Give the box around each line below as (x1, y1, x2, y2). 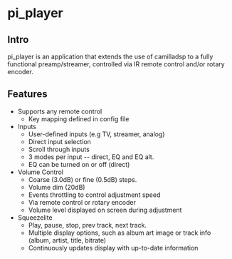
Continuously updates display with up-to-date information (28, 243, 199, 252)
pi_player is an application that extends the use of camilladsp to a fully (7, 52, 213, 61)
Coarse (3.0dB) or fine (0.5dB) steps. (28, 175, 137, 183)
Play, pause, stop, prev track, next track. (28, 220, 147, 229)
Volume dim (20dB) (28, 183, 85, 191)
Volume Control (17, 168, 64, 176)
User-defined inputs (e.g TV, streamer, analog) (28, 130, 165, 138)
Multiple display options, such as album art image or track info (28, 228, 211, 237)
